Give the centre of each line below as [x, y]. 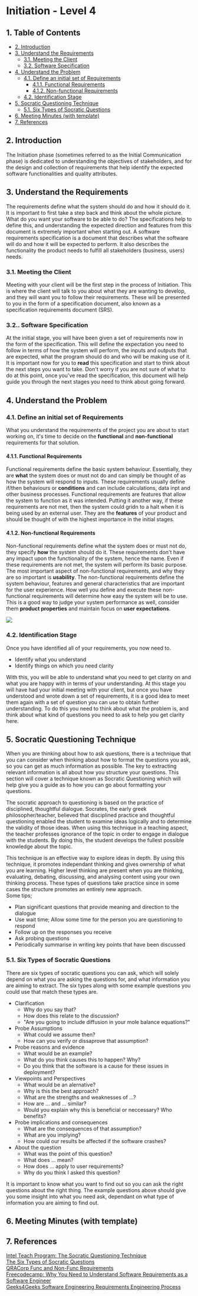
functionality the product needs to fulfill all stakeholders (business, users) [95, 250]
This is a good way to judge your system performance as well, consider [93, 603]
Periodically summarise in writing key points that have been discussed [100, 945]
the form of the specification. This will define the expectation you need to [95, 344]
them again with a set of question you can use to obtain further [82, 702]
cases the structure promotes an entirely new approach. [74, 889]
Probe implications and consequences [61, 1122]
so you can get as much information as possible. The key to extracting [91, 766]
